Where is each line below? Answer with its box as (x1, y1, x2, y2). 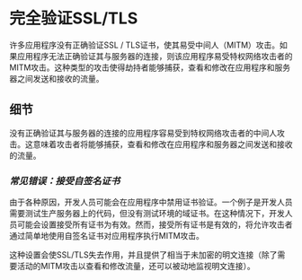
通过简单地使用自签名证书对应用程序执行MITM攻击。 (9, 231, 205, 241)
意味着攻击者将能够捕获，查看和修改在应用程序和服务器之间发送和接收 (32, 138, 293, 149)
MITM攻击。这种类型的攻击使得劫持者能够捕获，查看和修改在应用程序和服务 (9, 62, 291, 73)
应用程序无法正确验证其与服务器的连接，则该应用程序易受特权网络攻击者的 (16, 50, 293, 61)
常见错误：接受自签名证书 (9, 174, 120, 187)
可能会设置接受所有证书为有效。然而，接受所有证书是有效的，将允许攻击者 (16, 219, 293, 230)
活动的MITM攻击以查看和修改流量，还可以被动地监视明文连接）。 (16, 261, 256, 272)
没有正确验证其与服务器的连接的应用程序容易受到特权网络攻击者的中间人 (9, 127, 277, 138)
